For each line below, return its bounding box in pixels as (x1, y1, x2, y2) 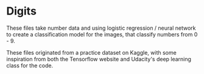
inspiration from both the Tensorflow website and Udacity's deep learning (6, 55, 192, 62)
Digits (6, 4, 37, 18)
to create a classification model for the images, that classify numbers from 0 (6, 30, 198, 38)
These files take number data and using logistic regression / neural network (6, 24, 196, 32)
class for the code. (6, 62, 54, 69)
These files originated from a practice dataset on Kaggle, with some (6, 49, 177, 56)
